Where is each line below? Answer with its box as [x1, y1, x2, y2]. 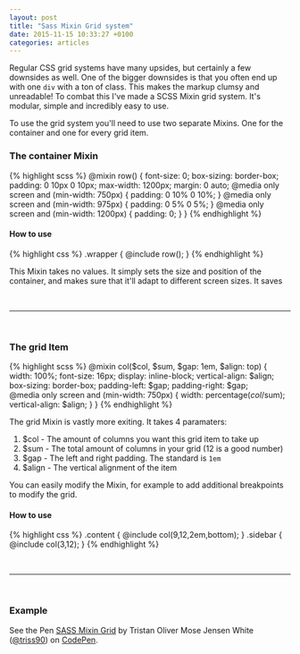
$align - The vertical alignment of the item [21, 463, 177, 473]
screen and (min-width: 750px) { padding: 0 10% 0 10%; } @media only [9, 189, 272, 200]
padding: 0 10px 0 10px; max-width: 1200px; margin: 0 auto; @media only [9, 180, 279, 191]
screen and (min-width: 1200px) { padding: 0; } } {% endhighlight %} [9, 208, 262, 219]
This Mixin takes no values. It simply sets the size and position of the [9, 266, 262, 276]
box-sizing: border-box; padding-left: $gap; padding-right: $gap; [9, 380, 248, 391]
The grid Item [9, 341, 69, 353]
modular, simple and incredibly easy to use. [9, 100, 170, 112]
